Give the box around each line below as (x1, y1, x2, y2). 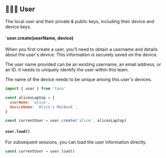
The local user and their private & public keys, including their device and (5, 18, 154, 24)
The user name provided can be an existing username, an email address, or (5, 61, 161, 68)
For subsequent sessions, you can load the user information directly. (5, 139, 147, 145)
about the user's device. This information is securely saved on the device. (5, 52, 158, 58)
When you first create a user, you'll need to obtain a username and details (5, 46, 158, 53)
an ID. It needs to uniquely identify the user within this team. (5, 67, 129, 73)
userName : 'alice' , (10, 100, 51, 105)
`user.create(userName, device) (5, 35, 74, 41)
